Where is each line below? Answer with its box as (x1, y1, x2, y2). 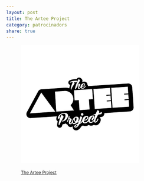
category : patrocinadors (6, 22, 67, 28)
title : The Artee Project (6, 15, 70, 22)
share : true (6, 28, 35, 34)
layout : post (6, 9, 38, 15)
